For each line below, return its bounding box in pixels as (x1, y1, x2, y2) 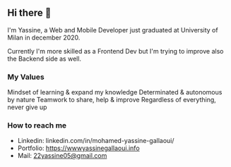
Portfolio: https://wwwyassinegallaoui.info (17, 144, 140, 152)
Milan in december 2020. (7, 33, 81, 42)
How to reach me (7, 120, 67, 130)
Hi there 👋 (7, 7, 52, 19)
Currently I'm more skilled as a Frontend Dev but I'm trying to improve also (7, 47, 224, 55)
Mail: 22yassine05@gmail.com (17, 151, 107, 160)
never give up (7, 103, 47, 111)
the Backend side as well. (7, 54, 82, 63)
